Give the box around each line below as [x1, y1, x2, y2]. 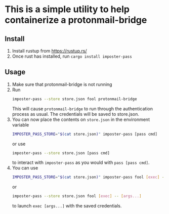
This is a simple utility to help [5, 4, 130, 15]
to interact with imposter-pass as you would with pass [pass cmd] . [12, 159, 150, 165]
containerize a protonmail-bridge [5, 14, 147, 26]
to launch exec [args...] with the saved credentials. [12, 203, 122, 209]
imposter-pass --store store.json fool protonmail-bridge [12, 96, 137, 102]
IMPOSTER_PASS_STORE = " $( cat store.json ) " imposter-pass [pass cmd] [12, 132, 158, 137]
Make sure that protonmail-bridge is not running [12, 81, 112, 87]
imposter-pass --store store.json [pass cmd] [12, 150, 110, 155]
